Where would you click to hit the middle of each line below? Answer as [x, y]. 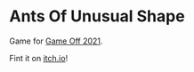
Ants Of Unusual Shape [97, 16]
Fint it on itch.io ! [39, 58]
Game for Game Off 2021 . [56, 41]
